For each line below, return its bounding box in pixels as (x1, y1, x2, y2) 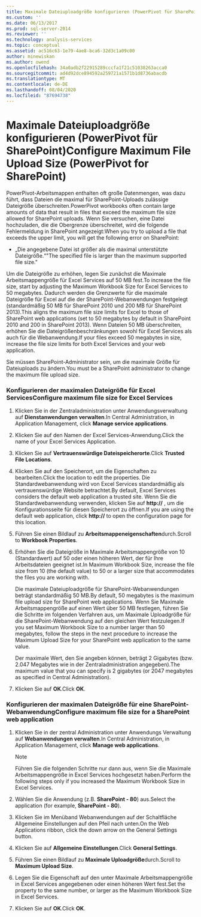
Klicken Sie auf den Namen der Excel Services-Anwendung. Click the (14, 431, 184, 438)
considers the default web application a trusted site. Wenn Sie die (14, 493, 177, 500)
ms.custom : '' (6, 14, 42, 20)
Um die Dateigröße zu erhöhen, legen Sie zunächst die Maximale (6, 270, 166, 277)
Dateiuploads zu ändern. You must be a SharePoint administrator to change (6, 365, 190, 372)
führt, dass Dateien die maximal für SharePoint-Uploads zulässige (6, 196, 169, 203)
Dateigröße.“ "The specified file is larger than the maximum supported (14, 252, 187, 259)
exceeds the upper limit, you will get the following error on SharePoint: (6, 234, 179, 241)
